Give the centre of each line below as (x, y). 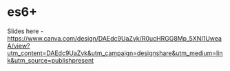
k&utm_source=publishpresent (51, 60)
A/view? (19, 45)
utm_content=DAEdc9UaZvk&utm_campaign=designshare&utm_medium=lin (115, 53)
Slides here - (25, 31)
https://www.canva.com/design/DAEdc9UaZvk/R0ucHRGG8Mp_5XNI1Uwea (115, 38)
